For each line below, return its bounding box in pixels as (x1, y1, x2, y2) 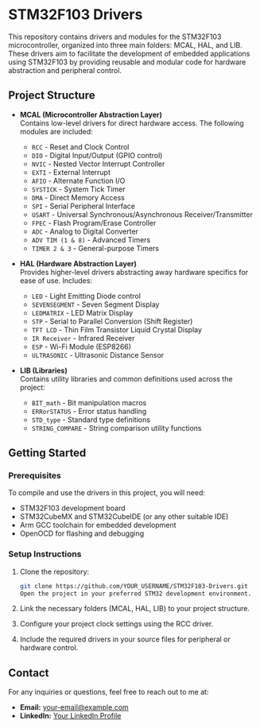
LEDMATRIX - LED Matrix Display (31, 308, 134, 317)
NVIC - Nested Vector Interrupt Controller (31, 159, 165, 168)
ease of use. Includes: (19, 276, 93, 285)
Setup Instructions (8, 548, 82, 560)
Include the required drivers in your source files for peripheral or (19, 634, 231, 645)
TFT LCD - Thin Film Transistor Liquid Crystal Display (31, 324, 203, 335)
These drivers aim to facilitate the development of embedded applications (8, 48, 250, 58)
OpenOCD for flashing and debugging (19, 529, 145, 538)
